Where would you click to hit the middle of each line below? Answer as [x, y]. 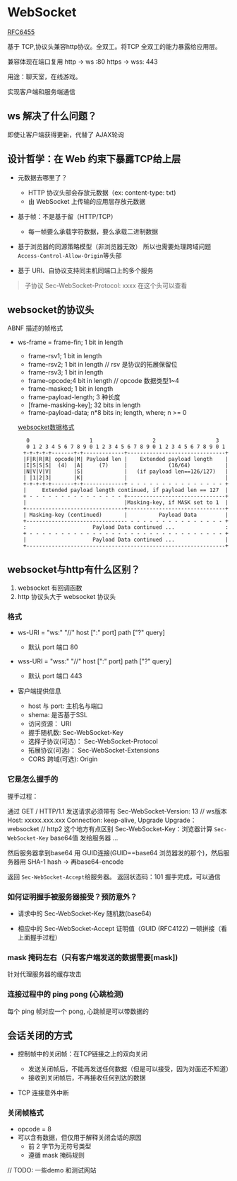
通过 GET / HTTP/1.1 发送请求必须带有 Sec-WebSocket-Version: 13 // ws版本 [117, 811]
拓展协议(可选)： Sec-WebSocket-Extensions [94, 751]
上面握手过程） [39, 937]
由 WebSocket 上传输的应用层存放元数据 [87, 201]
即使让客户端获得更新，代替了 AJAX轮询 [66, 135]
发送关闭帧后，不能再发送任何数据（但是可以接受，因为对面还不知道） [130, 1069]
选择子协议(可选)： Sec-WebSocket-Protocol [93, 741]
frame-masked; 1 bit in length [71, 389]
